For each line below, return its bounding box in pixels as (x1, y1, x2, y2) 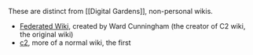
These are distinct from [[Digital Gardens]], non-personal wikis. (8, 7, 214, 15)
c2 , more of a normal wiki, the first (19, 38, 131, 47)
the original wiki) (19, 30, 74, 39)
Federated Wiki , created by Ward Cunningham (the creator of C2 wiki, (19, 22, 246, 30)
